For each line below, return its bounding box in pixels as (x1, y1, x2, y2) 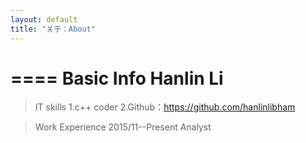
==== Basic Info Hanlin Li (10, 67, 224, 90)
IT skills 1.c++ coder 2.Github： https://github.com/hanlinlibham (34, 101, 296, 113)
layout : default (10, 14, 78, 25)
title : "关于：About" (10, 24, 96, 34)
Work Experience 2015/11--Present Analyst (34, 121, 212, 133)
